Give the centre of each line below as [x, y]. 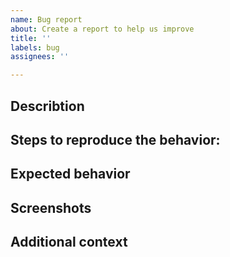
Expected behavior [70, 174]
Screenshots [51, 207]
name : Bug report [46, 19]
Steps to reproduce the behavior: [115, 139]
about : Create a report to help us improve [102, 29]
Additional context [69, 242]
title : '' [31, 38]
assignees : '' [40, 57]
